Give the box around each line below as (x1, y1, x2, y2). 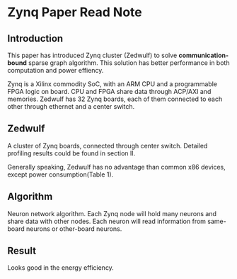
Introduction (7, 32, 64, 44)
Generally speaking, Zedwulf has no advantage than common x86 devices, (7, 162, 226, 171)
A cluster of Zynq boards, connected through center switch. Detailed (7, 141, 208, 150)
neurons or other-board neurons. (25, 224, 122, 233)
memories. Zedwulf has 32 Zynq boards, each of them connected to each (7, 95, 223, 103)
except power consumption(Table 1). (7, 170, 114, 179)
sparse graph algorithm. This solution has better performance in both (28, 59, 230, 67)
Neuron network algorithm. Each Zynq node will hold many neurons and (7, 209, 217, 218)
